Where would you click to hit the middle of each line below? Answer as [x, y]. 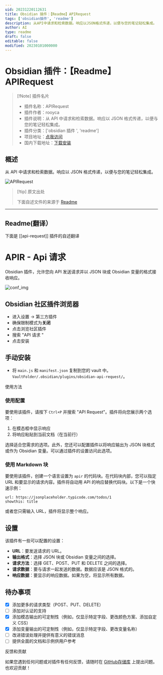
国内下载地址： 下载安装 [48, 143]
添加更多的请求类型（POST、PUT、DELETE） [58, 605]
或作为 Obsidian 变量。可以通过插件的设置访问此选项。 [60, 451]
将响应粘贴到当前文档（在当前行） [46, 435]
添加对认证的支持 [29, 611]
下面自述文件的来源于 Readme [47, 202]
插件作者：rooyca [42, 112]
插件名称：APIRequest [46, 106]
